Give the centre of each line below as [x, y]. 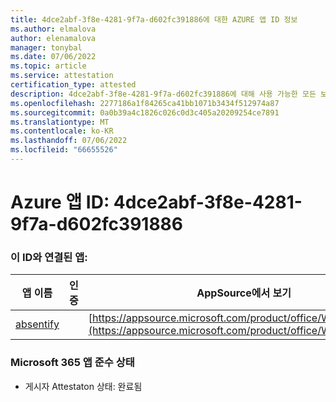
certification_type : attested [73, 85]
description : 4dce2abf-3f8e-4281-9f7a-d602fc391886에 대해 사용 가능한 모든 [163, 94]
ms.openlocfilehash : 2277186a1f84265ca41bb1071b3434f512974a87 [145, 103]
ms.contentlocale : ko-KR [62, 131]
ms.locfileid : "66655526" [64, 150]
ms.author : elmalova [53, 29]
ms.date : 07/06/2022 [53, 57]
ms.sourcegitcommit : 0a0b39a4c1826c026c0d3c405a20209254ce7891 [145, 112]
